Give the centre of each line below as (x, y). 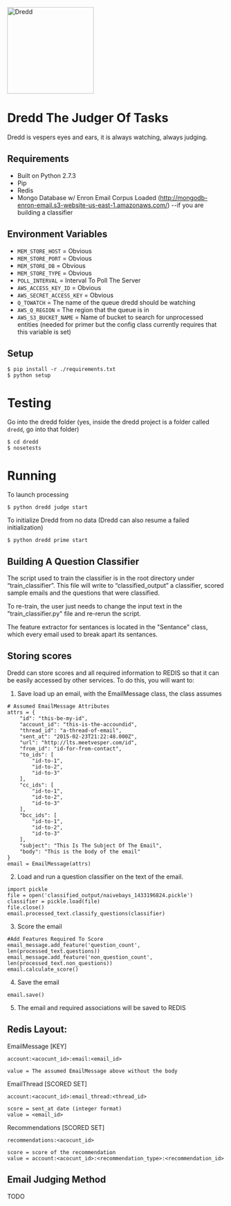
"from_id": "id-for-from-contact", (71, 748)
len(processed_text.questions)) (54, 951)
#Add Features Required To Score (55, 939)
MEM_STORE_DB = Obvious (52, 265)
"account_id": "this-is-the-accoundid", (78, 724)
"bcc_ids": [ (38, 815)
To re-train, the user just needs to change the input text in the (95, 606)
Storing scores (40, 656)
